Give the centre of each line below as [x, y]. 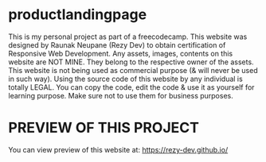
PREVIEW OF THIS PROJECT [104, 128]
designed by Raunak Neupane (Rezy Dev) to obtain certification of [117, 44]
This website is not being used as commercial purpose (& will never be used [133, 70]
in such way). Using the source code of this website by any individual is [125, 79]
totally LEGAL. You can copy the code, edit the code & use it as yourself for [131, 87]
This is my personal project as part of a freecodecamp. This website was [128, 37]
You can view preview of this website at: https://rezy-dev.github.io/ [118, 149]
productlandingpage [78, 15]
